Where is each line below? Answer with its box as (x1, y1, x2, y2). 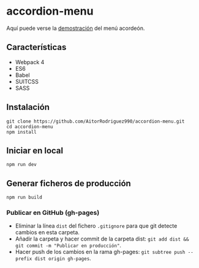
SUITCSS (15, 78, 39, 85)
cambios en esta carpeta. (15, 229, 80, 236)
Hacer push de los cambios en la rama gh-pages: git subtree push (15, 248, 186, 256)
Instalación (6, 102, 50, 112)
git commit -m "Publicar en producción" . (15, 242, 121, 249)
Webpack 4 (15, 58, 45, 65)
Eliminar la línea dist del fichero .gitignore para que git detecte (15, 222, 178, 230)
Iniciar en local (6, 145, 63, 156)
